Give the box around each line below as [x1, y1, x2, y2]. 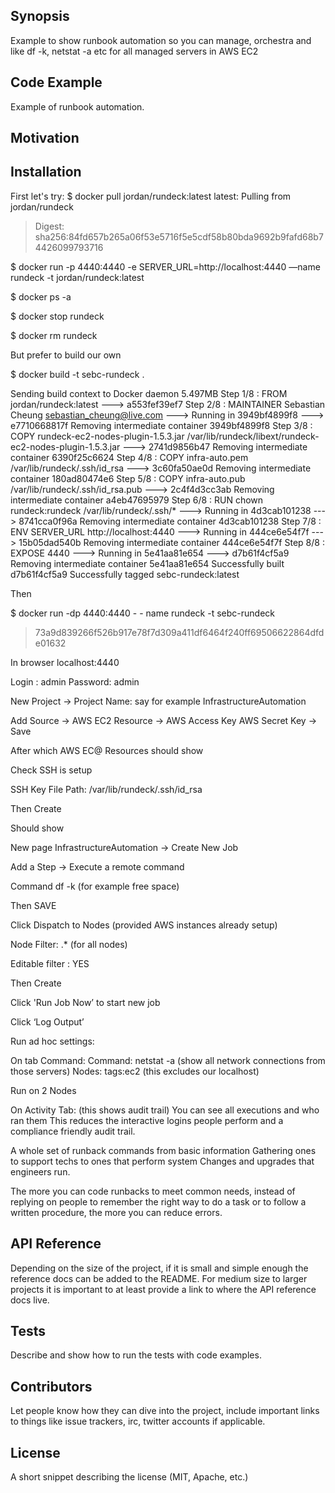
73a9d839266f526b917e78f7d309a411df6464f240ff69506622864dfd [34, 626, 325, 638]
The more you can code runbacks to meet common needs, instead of [10, 1185, 296, 1197]
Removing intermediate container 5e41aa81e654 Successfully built [10, 557, 285, 569]
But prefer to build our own [10, 349, 122, 361]
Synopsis [10, 8, 70, 25]
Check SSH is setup [10, 764, 93, 776]
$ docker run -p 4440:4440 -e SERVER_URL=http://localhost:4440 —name [10, 260, 321, 273]
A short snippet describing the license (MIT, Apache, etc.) [10, 1471, 249, 1483]
